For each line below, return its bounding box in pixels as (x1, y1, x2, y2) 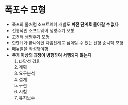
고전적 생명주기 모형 (11, 34, 50, 40)
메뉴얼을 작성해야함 (11, 46, 49, 52)
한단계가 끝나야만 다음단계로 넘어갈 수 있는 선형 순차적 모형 (11, 40, 124, 45)
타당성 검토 (18, 58, 40, 64)
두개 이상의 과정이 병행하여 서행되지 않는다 (11, 52, 92, 58)
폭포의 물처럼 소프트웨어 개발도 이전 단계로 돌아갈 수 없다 (11, 21, 119, 27)
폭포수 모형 (4, 4, 46, 16)
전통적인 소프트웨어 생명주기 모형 (11, 27, 74, 33)
